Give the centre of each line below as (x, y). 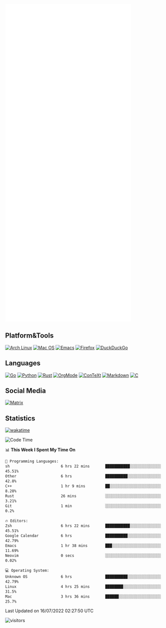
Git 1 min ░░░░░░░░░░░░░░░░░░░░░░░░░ (83, 506)
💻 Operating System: (27, 571)
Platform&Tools (29, 336)
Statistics (20, 418)
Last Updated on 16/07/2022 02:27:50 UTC (49, 611)
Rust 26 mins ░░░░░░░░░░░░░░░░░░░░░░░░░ (83, 496)
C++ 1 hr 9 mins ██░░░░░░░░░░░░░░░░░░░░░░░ (83, 486)
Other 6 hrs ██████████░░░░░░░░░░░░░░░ (83, 476)
